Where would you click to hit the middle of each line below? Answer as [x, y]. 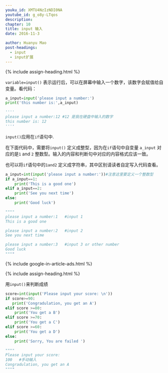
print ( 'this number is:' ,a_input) [42, 103]
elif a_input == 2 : [24, 189]
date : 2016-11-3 [22, 34]
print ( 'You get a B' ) [37, 313]
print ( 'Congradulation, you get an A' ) [54, 303]
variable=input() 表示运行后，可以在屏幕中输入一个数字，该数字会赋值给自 [85, 82]
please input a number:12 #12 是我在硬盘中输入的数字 [59, 117]
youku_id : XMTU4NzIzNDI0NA [34, 10]
